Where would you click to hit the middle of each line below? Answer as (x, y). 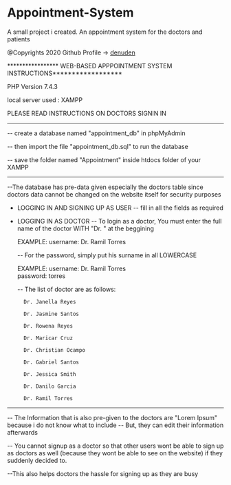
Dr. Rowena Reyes (48, 326)
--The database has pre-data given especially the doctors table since (106, 187)
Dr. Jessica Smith (50, 374)
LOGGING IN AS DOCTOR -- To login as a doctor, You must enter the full (119, 221)
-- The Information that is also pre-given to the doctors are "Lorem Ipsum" (112, 417)
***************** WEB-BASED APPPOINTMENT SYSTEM (90, 66)
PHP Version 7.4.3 (33, 86)
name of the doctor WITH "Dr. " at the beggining (86, 228)
